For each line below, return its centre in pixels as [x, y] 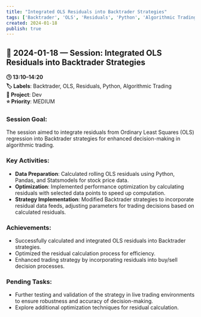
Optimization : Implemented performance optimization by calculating [99, 186]
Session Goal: [27, 119]
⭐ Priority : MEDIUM [31, 101]
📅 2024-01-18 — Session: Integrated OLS [84, 53]
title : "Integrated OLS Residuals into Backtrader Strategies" [87, 12]
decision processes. [39, 266]
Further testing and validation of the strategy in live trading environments [105, 295]
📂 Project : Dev [24, 95]
